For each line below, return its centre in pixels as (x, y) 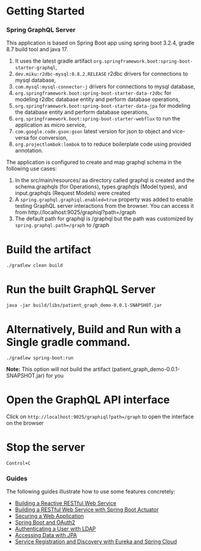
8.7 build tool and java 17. (37, 49)
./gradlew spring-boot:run (40, 358)
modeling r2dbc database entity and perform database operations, (97, 99)
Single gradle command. (68, 342)
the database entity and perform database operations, (82, 112)
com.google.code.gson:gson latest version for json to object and (93, 131)
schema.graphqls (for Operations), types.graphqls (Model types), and (101, 187)
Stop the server (46, 447)
